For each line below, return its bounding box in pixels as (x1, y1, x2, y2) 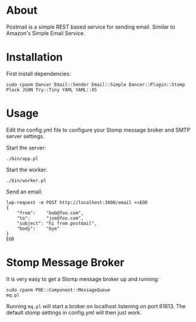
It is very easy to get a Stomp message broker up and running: (6, 275, 160, 283)
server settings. (6, 132, 45, 140)
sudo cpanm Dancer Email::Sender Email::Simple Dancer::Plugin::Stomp (6, 82, 185, 87)
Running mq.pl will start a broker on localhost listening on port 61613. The (6, 302, 186, 310)
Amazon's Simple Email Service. (6, 29, 85, 36)
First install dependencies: (6, 70, 71, 77)
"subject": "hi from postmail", (17, 220, 97, 226)
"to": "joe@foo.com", (17, 215, 84, 221)
